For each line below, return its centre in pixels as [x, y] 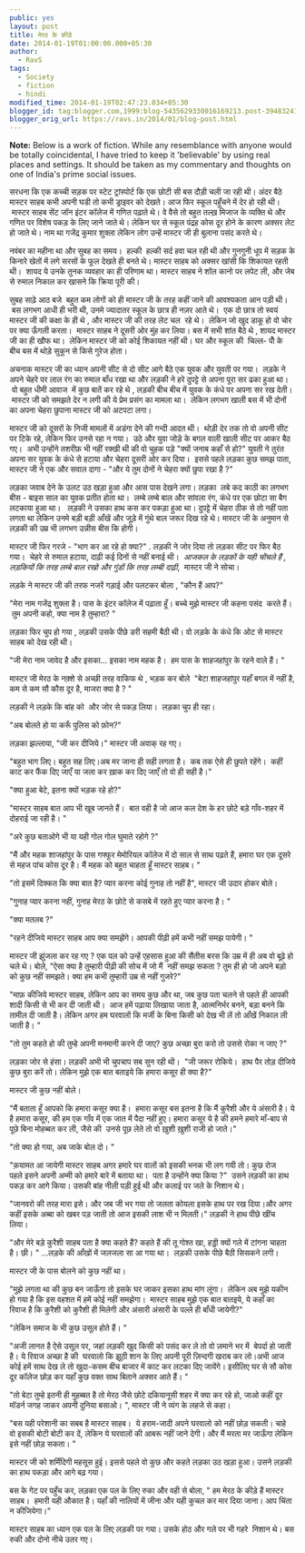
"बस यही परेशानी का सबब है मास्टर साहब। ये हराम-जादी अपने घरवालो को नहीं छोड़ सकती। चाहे [148, 1424]
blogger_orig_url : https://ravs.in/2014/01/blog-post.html [123, 119]
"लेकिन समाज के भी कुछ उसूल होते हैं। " [68, 1328]
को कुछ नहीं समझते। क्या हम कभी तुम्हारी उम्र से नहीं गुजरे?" [95, 977]
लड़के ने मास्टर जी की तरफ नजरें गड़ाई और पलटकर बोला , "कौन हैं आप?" [117, 585]
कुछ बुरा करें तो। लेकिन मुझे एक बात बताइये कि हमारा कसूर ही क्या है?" [111, 1072]
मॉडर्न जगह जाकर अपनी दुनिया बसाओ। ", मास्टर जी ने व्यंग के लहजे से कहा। [120, 1406]
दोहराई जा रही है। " [38, 819]
